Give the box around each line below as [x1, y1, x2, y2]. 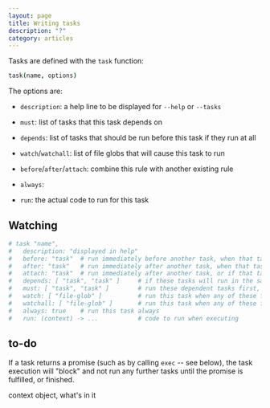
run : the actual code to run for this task [19, 195, 149, 205]
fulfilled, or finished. [8, 375, 75, 385]
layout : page [8, 11, 52, 20]
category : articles [8, 34, 74, 43]
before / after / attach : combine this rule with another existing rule [19, 164, 234, 173]
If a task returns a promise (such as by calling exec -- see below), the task [8, 358, 253, 368]
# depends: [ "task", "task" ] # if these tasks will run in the [8, 277, 253, 285]
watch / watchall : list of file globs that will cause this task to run [19, 149, 225, 158]
